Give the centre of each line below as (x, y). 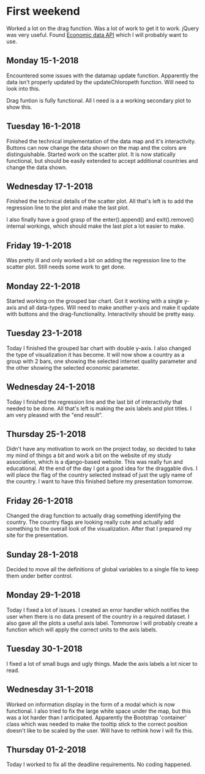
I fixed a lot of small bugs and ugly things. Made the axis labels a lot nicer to (102, 663)
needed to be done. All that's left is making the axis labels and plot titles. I (99, 408)
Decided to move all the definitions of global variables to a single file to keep (102, 569)
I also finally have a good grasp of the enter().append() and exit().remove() (100, 220)
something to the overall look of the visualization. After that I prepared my (99, 529)
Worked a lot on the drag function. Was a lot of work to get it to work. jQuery (103, 28)
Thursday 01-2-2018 (47, 750)
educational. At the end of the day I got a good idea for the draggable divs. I (102, 469)
